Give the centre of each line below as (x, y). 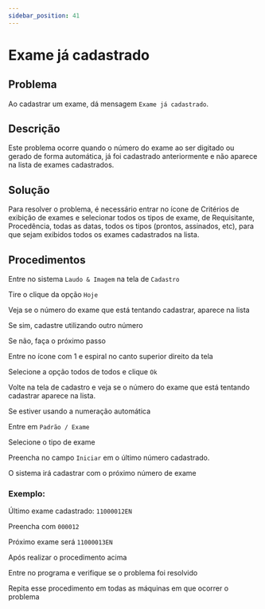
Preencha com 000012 (44, 527)
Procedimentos (47, 260)
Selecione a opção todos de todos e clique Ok (83, 372)
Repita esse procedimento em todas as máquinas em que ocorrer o (119, 588)
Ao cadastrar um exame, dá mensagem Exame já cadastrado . (109, 104)
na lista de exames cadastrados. (61, 165)
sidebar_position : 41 (44, 16)
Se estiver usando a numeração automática (80, 411)
